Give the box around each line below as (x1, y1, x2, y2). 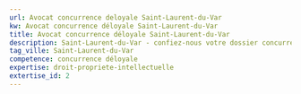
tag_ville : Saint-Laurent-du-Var (9, 47, 134, 56)
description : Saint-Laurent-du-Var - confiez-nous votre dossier (9, 38, 258, 47)
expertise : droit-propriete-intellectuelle (9, 64, 175, 73)
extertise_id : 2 (9, 72, 70, 81)
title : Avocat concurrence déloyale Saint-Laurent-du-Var (9, 30, 230, 38)
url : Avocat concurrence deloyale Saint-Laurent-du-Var (9, 13, 222, 22)
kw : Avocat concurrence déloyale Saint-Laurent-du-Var (9, 21, 219, 30)
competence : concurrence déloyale (9, 55, 139, 64)
